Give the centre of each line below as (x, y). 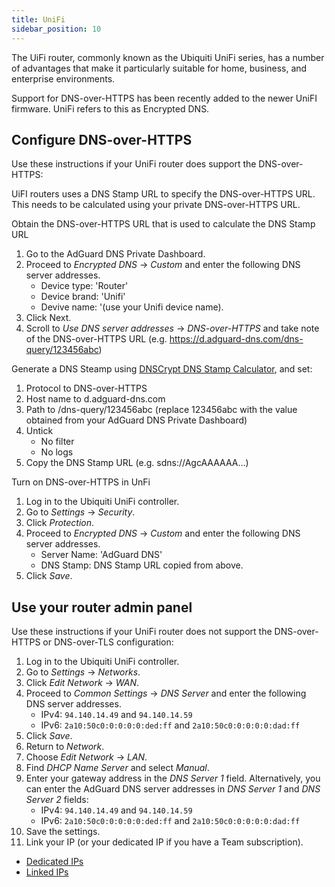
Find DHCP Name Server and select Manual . (117, 768)
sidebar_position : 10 (56, 29)
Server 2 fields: (57, 800)
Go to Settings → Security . (80, 512)
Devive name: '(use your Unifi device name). (132, 307)
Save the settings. (63, 832)
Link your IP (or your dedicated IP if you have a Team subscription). (164, 842)
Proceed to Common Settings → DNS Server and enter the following (166, 693)
